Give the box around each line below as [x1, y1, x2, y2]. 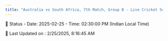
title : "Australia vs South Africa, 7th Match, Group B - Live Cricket [5, 7, 157, 12]
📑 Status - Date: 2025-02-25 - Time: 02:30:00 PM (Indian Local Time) [5, 21, 149, 27]
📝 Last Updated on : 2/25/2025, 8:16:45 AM [5, 30, 95, 36]
